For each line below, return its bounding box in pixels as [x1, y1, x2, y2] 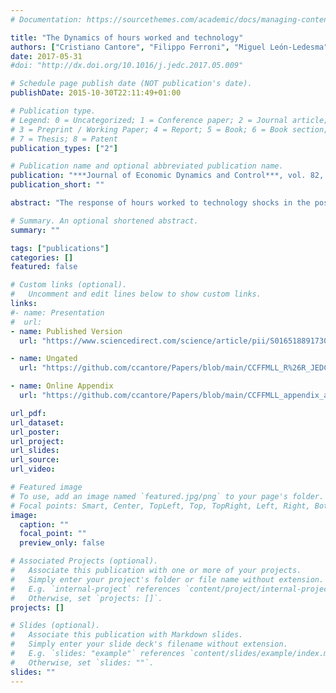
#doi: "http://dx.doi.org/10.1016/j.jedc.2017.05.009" [10, 61, 244, 71]
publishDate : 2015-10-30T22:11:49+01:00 [10, 88, 182, 98]
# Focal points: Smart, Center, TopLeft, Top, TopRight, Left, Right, [10, 501, 311, 511]
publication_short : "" [10, 180, 105, 190]
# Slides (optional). [10, 621, 101, 631]
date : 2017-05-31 [10, 51, 83, 61]
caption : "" [19, 519, 70, 530]
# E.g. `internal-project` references [10, 584, 182, 594]
